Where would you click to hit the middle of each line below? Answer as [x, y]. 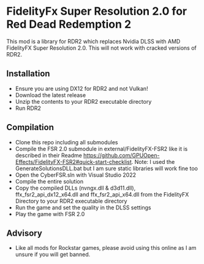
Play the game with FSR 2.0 [50, 214]
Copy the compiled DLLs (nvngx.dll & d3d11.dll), [75, 188]
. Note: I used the [153, 161]
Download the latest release [51, 95]
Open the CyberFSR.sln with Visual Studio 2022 [76, 175]
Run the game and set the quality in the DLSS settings [83, 208]
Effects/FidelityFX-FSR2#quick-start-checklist [73, 161]
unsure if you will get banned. [53, 254]
